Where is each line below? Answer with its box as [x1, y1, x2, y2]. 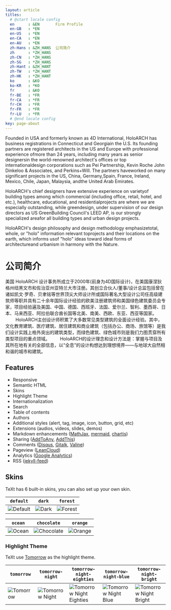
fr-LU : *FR [10, 111, 40, 117]
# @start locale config [10, 17, 60, 22]
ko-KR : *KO [10, 83, 40, 88]
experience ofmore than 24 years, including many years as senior [5, 151, 144, 157]
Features [5, 363, 34, 372]
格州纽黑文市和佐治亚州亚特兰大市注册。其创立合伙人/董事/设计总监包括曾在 [5, 284, 165, 291]
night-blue [103, 574, 130, 580]
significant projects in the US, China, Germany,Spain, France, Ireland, [5, 172, 150, 179]
